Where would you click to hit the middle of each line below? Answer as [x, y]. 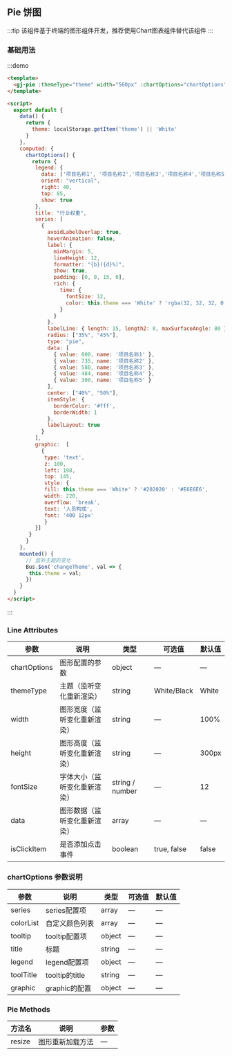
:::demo [18, 66]
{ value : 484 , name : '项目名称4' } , [104, 374]
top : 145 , [58, 477]
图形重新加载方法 [66, 1041]
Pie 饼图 [24, 12]
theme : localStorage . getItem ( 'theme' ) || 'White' [105, 129]
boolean [125, 849]
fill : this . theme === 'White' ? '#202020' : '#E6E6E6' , [126, 490]
